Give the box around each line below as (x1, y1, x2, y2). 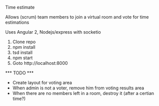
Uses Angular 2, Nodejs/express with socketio (5, 29, 101, 35)
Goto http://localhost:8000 (12, 60, 68, 66)
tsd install (12, 50, 33, 55)
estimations (5, 20, 29, 25)
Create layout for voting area (12, 80, 72, 85)
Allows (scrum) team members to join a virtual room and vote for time (5, 14, 149, 20)
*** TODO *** (5, 70, 34, 76)
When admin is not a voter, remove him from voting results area (12, 85, 144, 91)
